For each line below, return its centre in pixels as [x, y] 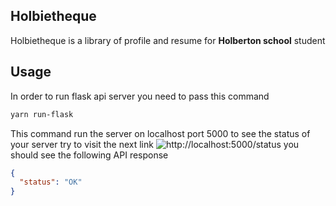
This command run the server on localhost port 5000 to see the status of [160, 133]
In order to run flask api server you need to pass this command [140, 96]
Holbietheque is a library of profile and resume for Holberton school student [168, 40]
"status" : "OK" [51, 182]
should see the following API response [89, 155]
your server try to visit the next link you [155, 144]
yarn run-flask [42, 114]
